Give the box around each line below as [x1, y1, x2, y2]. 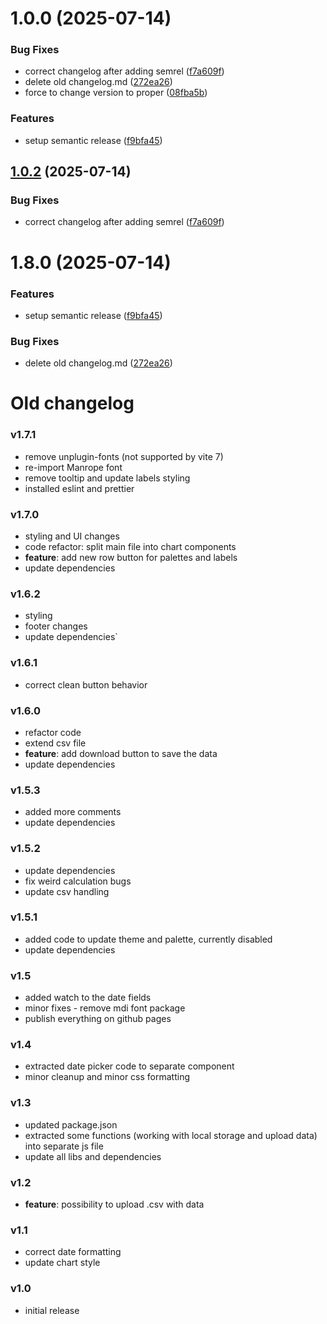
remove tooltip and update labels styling [24, 472, 191, 484]
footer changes [24, 620, 88, 632]
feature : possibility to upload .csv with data [24, 1198, 205, 1210]
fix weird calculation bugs [24, 875, 132, 887]
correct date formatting [24, 1246, 122, 1258]
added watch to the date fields [24, 992, 152, 1004]
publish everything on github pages [24, 1013, 172, 1025]
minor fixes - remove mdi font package [24, 1002, 186, 1014]
